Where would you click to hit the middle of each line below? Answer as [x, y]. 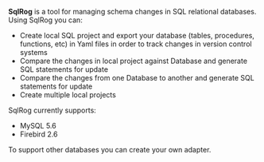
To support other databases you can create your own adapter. [110, 150]
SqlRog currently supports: [52, 110]
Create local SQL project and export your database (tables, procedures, [137, 36]
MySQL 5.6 [38, 126]
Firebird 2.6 [39, 134]
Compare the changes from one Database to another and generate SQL [137, 78]
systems [33, 52]
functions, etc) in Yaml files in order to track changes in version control [136, 44]
